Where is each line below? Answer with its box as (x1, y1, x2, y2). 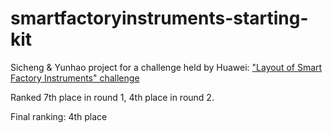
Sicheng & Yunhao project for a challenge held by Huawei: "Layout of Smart (10, 61, 323, 73)
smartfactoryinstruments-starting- (10, 7, 309, 30)
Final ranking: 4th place (10, 110, 108, 122)
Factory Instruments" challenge (10, 72, 140, 84)
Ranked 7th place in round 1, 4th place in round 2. (10, 91, 215, 103)
